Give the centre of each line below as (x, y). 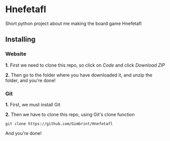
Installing (20, 39)
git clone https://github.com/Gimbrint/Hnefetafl (59, 124)
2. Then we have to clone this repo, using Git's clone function (70, 114)
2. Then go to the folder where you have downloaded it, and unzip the (79, 75)
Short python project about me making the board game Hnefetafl (74, 23)
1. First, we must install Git (33, 104)
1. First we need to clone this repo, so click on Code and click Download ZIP (85, 65)
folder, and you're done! (31, 80)
